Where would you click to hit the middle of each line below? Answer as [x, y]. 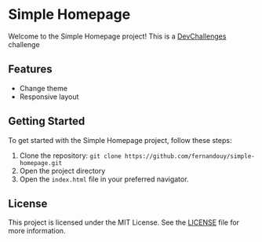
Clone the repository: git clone [70, 156]
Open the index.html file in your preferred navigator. [104, 179]
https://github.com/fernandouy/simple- [189, 156]
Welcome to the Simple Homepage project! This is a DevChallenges [117, 36]
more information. [37, 231]
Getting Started [47, 121]
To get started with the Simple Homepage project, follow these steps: [120, 140]
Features [30, 70]
